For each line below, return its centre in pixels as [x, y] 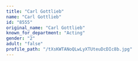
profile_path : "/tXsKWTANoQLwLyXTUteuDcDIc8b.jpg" [69, 49]
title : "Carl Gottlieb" [35, 11]
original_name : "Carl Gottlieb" [46, 28]
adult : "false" [25, 44]
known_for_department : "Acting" [46, 33]
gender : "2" [21, 38]
